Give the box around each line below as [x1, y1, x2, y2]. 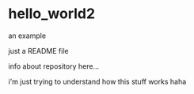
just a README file [8, 46, 69, 55]
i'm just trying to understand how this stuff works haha [8, 77, 187, 86]
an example [8, 31, 46, 40]
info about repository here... [8, 61, 100, 71]
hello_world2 [8, 5, 96, 23]
